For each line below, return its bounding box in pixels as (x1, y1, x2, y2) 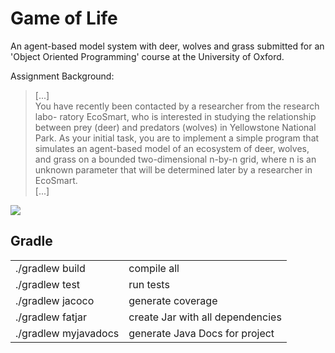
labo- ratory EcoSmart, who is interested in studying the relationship (34, 110, 317, 122)
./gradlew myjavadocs (15, 326, 120, 340)
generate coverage (128, 293, 218, 307)
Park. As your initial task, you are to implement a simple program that (34, 132, 320, 144)
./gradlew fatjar (15, 310, 87, 324)
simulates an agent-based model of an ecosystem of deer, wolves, (34, 142, 310, 154)
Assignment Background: (10, 70, 115, 82)
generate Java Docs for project (128, 326, 275, 340)
